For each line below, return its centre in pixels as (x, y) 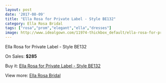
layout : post (19, 10)
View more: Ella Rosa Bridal (33, 75)
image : (12, 33)
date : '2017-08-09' (25, 14)
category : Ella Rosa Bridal (34, 23)
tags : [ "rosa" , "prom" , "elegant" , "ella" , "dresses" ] (58, 28)
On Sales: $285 (21, 56)
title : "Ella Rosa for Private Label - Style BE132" (61, 19)
